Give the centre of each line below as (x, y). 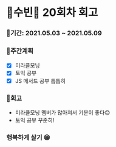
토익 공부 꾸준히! (35, 120)
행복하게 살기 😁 (28, 137)
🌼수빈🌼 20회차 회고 (52, 13)
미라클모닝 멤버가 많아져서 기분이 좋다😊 (63, 112)
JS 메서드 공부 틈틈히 (40, 81)
